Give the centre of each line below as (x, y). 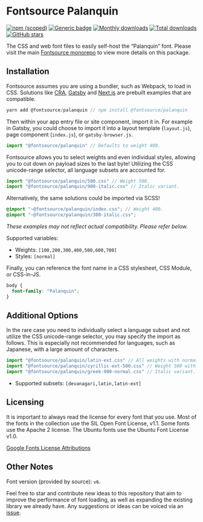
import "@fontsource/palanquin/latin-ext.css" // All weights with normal (102, 361)
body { (14, 285)
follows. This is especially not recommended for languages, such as (91, 343)
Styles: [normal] (35, 256)
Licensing (25, 403)
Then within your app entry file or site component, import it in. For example (99, 122)
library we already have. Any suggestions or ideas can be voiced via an (95, 506)
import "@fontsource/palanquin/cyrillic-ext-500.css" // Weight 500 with (101, 366)
